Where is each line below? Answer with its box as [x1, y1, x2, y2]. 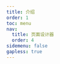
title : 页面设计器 [12, 32, 54, 38]
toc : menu [6, 20, 32, 26]
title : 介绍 [6, 9, 35, 15]
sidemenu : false [6, 43, 48, 49]
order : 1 [6, 15, 29, 21]
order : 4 [12, 37, 34, 43]
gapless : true [6, 49, 43, 55]
